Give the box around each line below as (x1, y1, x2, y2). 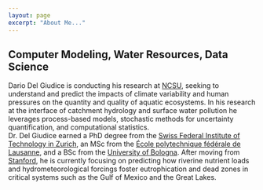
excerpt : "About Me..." (8, 19, 86, 27)
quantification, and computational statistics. (8, 122, 150, 132)
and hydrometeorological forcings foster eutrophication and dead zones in (8, 164, 249, 174)
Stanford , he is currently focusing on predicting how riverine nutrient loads (8, 156, 250, 166)
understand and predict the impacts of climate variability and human (8, 90, 229, 99)
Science (8, 60, 49, 73)
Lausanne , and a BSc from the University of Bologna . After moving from (8, 148, 240, 157)
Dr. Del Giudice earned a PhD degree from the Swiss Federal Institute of (8, 131, 241, 141)
